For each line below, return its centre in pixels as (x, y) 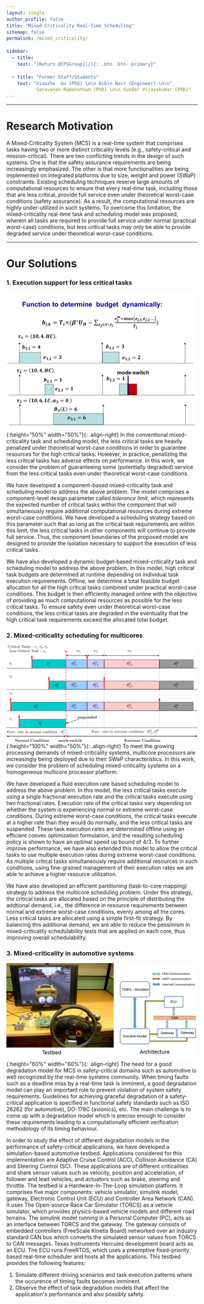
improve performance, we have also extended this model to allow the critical (102, 848)
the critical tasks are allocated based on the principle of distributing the (96, 899)
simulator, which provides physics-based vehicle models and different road (100, 1211)
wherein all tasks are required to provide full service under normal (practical (101, 221)
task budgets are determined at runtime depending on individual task (93, 574)
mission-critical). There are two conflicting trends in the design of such (95, 156)
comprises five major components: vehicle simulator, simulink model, (93, 1192)
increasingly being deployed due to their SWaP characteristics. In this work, (101, 759)
